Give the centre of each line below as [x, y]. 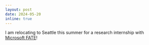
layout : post [19, 10]
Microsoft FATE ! [21, 38]
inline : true [19, 19]
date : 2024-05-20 [23, 14]
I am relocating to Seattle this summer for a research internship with [74, 33]
